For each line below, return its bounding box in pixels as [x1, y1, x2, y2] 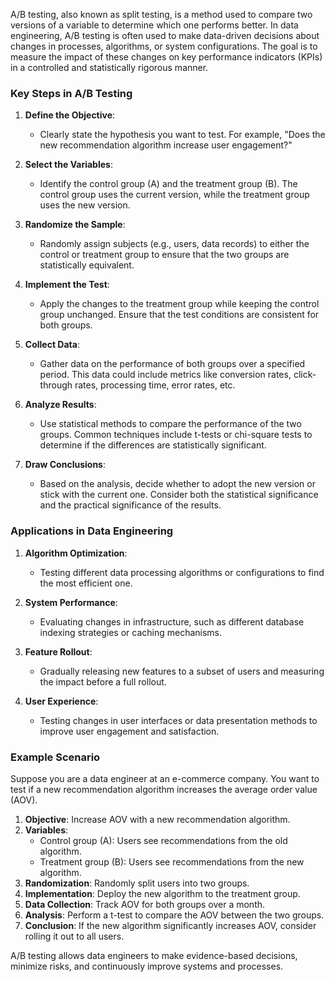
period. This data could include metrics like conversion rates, [39, 369, 292, 381]
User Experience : [24, 695, 99, 707]
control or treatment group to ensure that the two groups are [39, 249, 290, 261]
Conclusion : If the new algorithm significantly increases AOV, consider [24, 919, 317, 931]
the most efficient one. [39, 577, 133, 589]
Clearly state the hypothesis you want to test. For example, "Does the [39, 129, 326, 141]
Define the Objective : [24, 109, 116, 121]
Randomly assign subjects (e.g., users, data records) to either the [39, 238, 310, 250]
